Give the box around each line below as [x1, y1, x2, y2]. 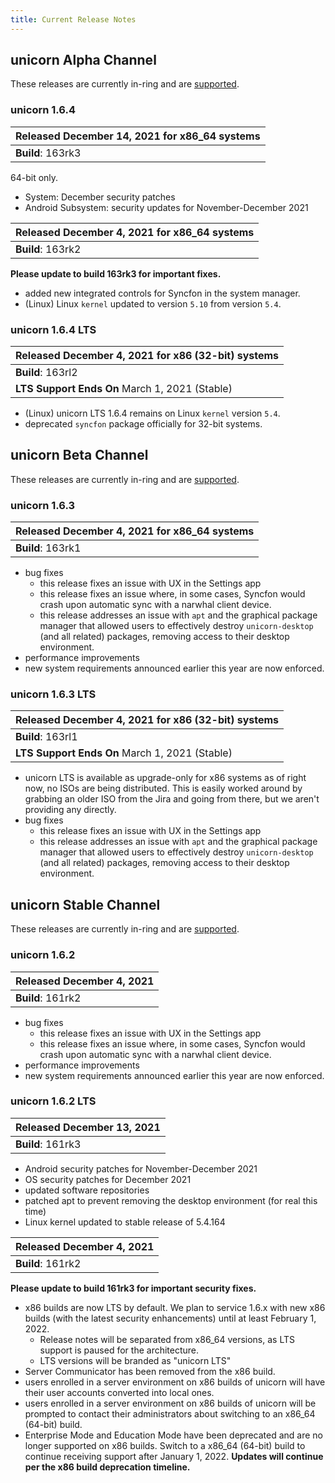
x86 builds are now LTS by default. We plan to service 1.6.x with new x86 [24, 1301, 326, 1313]
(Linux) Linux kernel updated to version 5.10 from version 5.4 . [24, 297, 282, 310]
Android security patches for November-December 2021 [24, 1162, 258, 1175]
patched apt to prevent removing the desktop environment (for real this [24, 1194, 318, 1206]
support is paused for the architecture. [39, 1344, 200, 1356]
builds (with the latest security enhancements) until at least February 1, [24, 1312, 317, 1324]
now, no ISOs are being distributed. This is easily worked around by [24, 782, 303, 795]
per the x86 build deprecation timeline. [24, 1461, 191, 1473]
